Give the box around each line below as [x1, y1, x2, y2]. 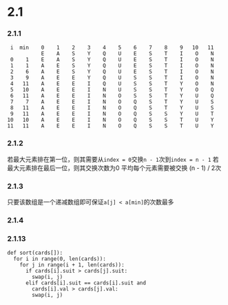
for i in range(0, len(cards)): [13, 255, 107, 262]
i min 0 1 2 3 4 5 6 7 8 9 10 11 [10, 44, 214, 52]
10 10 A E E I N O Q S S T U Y [7, 116, 214, 124]
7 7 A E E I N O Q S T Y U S [10, 98, 214, 105]
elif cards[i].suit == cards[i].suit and [25, 280, 147, 286]
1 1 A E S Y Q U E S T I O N [10, 63, 214, 70]
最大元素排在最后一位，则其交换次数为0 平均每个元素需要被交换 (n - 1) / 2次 [7, 163, 222, 172]
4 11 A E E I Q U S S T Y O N [10, 81, 214, 87]
